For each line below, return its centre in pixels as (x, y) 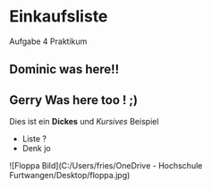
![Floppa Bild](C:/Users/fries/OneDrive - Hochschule (106, 166)
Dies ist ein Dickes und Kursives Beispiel (84, 122)
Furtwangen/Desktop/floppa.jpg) (70, 176)
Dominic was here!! (64, 69)
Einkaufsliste (59, 17)
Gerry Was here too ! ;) (74, 100)
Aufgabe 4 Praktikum (48, 41)
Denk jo (36, 149)
